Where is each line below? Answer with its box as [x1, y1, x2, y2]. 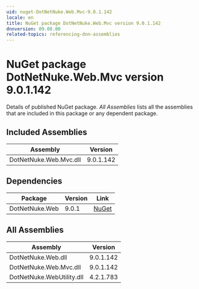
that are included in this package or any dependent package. [6, 110, 158, 117]
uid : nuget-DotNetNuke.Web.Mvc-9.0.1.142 [6, 8, 113, 15]
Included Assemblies [6, 127, 88, 138]
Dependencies [6, 176, 62, 187]
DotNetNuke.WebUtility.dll [9, 273, 83, 281]
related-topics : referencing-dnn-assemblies [6, 32, 120, 38]
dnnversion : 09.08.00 [6, 25, 61, 32]
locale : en [6, 15, 34, 21]
